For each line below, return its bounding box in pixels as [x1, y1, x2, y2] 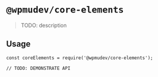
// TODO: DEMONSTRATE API [6, 65, 70, 71]
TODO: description [20, 21, 67, 29]
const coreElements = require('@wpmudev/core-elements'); [6, 55, 153, 61]
